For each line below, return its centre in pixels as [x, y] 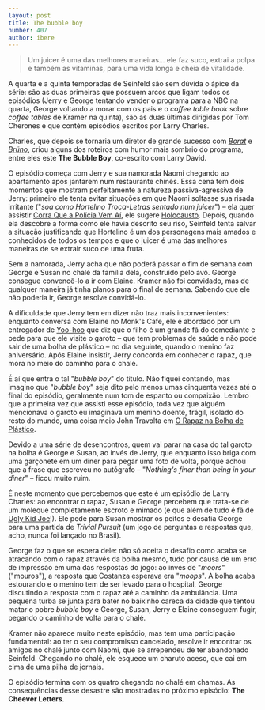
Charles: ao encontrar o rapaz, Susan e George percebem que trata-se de [129, 502]
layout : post [30, 15]
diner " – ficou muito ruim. [49, 478]
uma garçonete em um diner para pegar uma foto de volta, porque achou [127, 461]
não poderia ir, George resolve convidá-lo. [77, 298]
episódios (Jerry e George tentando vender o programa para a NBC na [123, 100]
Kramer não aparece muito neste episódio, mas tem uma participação [122, 633]
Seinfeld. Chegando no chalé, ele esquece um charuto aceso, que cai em [127, 659]
